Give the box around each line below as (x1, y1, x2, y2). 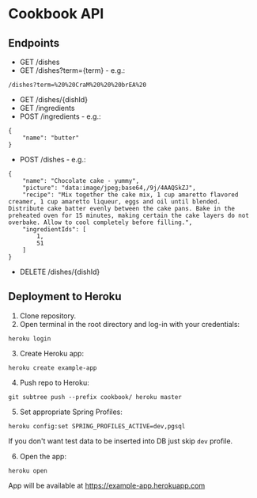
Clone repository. (19, 310, 77, 321)
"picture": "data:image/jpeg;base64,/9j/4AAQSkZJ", (22, 184, 196, 192)
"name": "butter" (22, 134, 80, 142)
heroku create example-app (8, 363, 97, 372)
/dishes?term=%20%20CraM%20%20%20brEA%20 (8, 81, 147, 89)
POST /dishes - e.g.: (19, 155, 86, 164)
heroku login (8, 334, 51, 343)
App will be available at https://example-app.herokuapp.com (8, 481, 206, 490)
